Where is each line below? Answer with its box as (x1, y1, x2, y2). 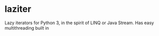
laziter (4, 3, 32, 15)
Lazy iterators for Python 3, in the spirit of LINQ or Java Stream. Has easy (4, 20, 154, 26)
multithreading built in (4, 25, 49, 31)
